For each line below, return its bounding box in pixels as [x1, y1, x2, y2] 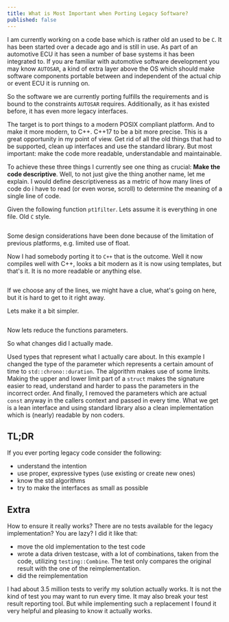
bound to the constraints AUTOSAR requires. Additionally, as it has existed [7, 99, 210, 108]
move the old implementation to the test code [16, 542, 146, 551]
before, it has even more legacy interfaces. [7, 107, 128, 115]
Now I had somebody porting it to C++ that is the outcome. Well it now [7, 252, 203, 261]
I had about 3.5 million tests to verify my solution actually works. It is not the [7, 585, 221, 593]
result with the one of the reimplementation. [16, 564, 141, 573]
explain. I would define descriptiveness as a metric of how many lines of [7, 177, 211, 185]
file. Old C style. [7, 212, 51, 220]
